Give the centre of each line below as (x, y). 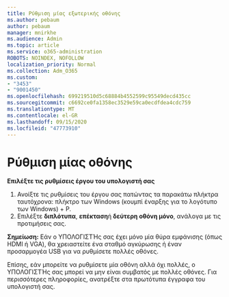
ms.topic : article (33, 45)
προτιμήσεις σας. (41, 224)
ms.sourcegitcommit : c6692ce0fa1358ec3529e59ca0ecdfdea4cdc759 (99, 103)
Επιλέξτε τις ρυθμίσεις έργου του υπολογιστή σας (81, 181)
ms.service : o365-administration (55, 52)
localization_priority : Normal (52, 64)
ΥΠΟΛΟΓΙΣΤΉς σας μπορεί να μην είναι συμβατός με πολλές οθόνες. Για (112, 272)
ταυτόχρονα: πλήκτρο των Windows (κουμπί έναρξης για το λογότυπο (117, 202)
